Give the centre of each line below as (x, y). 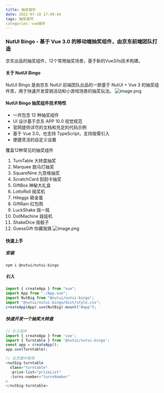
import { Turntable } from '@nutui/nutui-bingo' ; (58, 340)
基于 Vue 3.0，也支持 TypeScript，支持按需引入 (61, 133)
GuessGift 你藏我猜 (32, 228)
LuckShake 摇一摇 (31, 210)
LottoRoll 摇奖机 (29, 191)
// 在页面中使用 (20, 358)
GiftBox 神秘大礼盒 (32, 185)
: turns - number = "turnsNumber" (40, 377)
